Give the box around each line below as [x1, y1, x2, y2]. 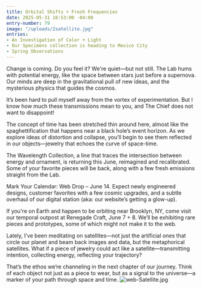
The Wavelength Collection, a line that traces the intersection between [6, 151, 182, 159]
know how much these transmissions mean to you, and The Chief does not [6, 102, 194, 110]
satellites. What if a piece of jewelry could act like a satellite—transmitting [6, 245, 190, 252]
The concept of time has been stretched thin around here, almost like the [6, 121, 189, 128]
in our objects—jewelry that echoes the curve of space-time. [6, 140, 158, 147]
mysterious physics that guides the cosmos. [6, 84, 116, 91]
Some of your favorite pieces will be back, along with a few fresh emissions [6, 164, 195, 171]
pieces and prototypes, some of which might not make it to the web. [6, 220, 177, 227]
